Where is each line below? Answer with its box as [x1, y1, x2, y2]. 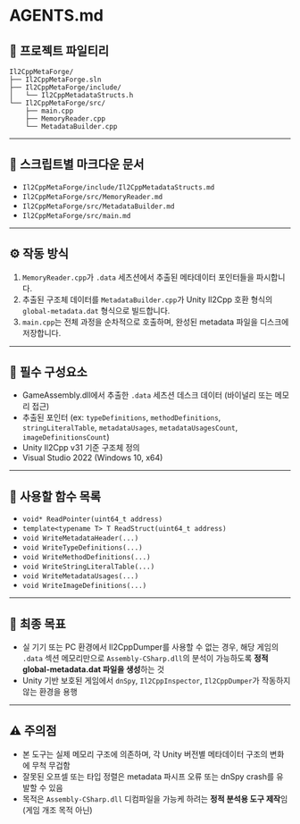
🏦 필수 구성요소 [9, 365, 87, 380]
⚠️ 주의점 [9, 723, 57, 738]
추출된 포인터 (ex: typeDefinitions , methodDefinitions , [21, 412, 221, 423]
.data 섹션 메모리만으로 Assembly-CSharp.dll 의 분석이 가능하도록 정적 [21, 653, 269, 664]
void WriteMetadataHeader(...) [21, 534, 139, 543]
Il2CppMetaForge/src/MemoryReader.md [21, 192, 163, 201]
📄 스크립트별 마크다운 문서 [9, 157, 145, 172]
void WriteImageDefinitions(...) [21, 582, 147, 591]
